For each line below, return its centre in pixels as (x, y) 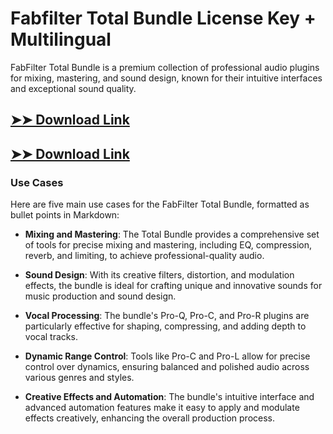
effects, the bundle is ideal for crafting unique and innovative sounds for (173, 286)
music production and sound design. (100, 296)
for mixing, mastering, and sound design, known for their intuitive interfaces (166, 78)
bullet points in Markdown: (65, 215)
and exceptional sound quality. (73, 88)
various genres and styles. (79, 378)
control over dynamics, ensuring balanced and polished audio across (167, 367)
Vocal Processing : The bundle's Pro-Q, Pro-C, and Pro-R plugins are (167, 316)
